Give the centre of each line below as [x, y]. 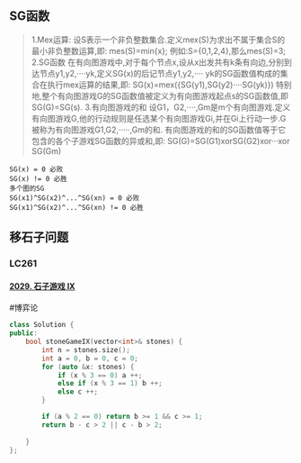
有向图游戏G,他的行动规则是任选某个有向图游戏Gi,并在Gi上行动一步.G [159, 118]
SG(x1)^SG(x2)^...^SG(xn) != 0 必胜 [76, 207]
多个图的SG [27, 188]
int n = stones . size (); [86, 350]
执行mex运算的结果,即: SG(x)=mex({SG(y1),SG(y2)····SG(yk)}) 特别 [169, 85]
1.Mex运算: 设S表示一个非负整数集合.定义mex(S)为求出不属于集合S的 [158, 40]
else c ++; [78, 392]
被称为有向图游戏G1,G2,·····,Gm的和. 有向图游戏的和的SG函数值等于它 [159, 130]
